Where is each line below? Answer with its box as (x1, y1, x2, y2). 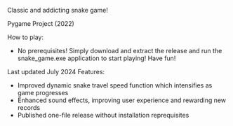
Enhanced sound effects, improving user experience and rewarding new (17, 96, 227, 104)
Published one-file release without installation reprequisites (17, 111, 189, 119)
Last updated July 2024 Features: (7, 68, 105, 76)
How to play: (7, 33, 44, 41)
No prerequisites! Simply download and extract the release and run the (17, 47, 222, 55)
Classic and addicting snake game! (7, 6, 109, 14)
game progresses (17, 89, 69, 97)
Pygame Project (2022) (7, 20, 75, 27)
